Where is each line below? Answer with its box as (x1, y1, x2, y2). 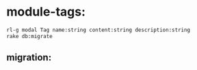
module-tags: (6, 4, 86, 20)
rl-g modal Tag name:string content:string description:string (6, 27, 191, 33)
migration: (6, 52, 52, 63)
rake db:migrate (6, 33, 53, 39)
